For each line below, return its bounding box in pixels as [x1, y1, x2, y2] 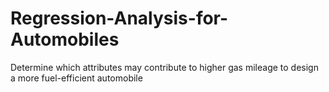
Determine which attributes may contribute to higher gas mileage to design [10, 61, 319, 73]
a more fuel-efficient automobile [10, 72, 143, 84]
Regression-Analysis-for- [10, 7, 229, 30]
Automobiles [10, 28, 120, 51]
